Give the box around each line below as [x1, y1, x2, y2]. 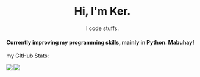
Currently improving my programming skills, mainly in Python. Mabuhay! [6, 38, 195, 46]
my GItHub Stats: [6, 52, 49, 59]
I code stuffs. [86, 24, 119, 32]
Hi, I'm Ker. [74, 4, 131, 18]
